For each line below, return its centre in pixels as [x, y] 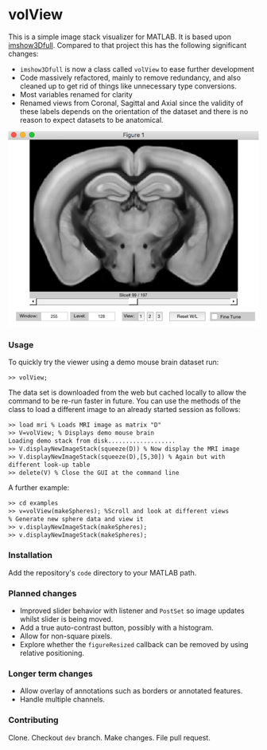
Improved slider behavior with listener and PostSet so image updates [132, 611]
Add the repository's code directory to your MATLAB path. [103, 572]
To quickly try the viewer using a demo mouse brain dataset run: [114, 362]
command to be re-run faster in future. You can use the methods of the [124, 401]
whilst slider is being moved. [66, 619]
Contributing [33, 721]
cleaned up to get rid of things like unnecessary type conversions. [128, 86]
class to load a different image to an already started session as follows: [124, 410]
